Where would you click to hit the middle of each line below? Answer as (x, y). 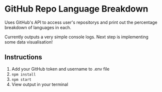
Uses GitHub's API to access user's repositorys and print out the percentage (81, 22)
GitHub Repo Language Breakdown (76, 9)
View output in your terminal (40, 84)
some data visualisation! (29, 42)
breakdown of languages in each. (38, 27)
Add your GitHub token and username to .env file (60, 69)
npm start (22, 79)
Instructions (23, 57)
